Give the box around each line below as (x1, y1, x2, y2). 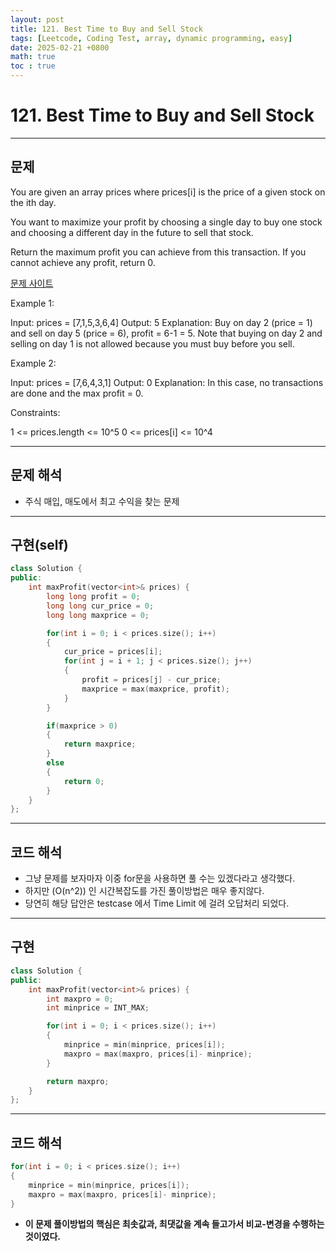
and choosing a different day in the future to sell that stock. (10, 226, 254, 238)
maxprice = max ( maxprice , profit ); (81, 684, 230, 694)
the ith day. (10, 196, 57, 208)
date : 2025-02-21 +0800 (10, 42, 110, 53)
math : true (10, 52, 56, 62)
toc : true (10, 61, 56, 71)
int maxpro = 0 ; (46, 994, 114, 1004)
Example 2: (10, 357, 57, 369)
